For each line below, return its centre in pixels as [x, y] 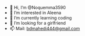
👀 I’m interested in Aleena [35, 13]
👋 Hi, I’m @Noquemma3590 [38, 8]
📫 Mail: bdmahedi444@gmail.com [45, 28]
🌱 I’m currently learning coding [41, 18]
